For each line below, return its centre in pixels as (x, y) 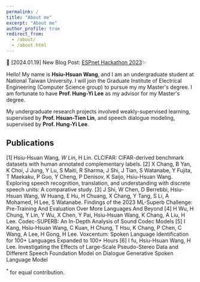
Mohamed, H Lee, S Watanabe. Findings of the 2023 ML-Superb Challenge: (99, 202)
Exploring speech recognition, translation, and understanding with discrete (98, 183)
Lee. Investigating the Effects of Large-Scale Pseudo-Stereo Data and (92, 247)
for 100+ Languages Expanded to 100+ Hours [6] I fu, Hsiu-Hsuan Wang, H (99, 240)
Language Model (27, 259)
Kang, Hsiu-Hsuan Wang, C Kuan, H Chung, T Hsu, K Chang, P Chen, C (94, 227)
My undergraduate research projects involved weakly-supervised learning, (98, 111)
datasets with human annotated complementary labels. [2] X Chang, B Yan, (99, 164)
